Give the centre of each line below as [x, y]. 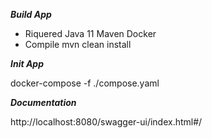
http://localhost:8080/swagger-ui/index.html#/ [106, 122]
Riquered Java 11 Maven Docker [90, 33]
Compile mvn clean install [78, 44]
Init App [27, 63]
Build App [31, 14]
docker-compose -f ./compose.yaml [85, 83]
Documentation [43, 102]
